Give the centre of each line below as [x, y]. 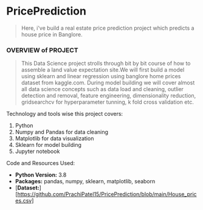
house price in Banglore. [52, 34]
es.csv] [24, 201]
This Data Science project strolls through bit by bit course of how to [106, 63]
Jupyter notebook [37, 151]
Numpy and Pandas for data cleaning [61, 132]
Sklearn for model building [48, 145]
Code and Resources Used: [41, 163]
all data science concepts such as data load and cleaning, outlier [102, 89]
